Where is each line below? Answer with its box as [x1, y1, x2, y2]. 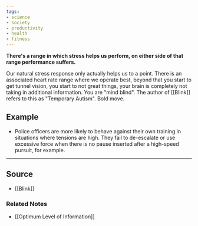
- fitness [6, 36, 31, 42]
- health [6, 31, 28, 37]
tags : [6, 8, 19, 15]
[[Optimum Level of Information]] [14, 213, 95, 220]
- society [6, 19, 31, 25]
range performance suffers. [6, 58, 76, 65]
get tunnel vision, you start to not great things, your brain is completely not [6, 83, 187, 89]
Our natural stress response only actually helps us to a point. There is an [6, 70, 182, 77]
